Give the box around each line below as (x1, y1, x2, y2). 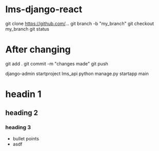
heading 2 (5, 109, 38, 117)
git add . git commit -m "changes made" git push (5, 60, 109, 67)
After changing (5, 44, 71, 56)
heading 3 (5, 124, 31, 131)
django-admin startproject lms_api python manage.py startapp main (5, 70, 149, 77)
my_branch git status (5, 26, 50, 32)
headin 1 (5, 88, 42, 100)
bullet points (12, 135, 39, 141)
